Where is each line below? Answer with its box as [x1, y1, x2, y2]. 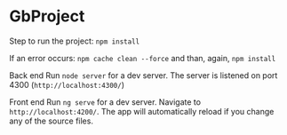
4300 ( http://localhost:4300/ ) [9, 79, 125, 90]
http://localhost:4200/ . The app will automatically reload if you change [9, 106, 275, 116]
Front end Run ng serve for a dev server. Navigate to [9, 96, 202, 107]
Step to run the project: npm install [9, 36, 140, 46]
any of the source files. [9, 115, 93, 126]
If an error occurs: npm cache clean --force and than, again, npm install [9, 52, 276, 63]
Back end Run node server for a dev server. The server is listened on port [9, 69, 278, 81]
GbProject [9, 6, 85, 27]
